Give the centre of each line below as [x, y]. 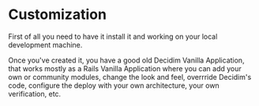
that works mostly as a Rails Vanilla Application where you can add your [125, 68]
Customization [57, 15]
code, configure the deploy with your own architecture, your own [114, 85]
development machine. [45, 44]
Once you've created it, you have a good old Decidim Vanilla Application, [126, 60]
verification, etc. [35, 93]
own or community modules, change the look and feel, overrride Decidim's [130, 77]
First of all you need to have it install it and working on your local [113, 36]
